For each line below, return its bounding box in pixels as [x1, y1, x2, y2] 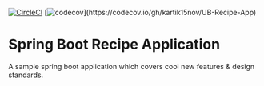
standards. [8, 70, 44, 80]
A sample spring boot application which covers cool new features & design [8, 61, 255, 71]
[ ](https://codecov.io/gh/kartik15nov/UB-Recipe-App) [44, 8, 257, 17]
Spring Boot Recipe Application [8, 36, 221, 53]
